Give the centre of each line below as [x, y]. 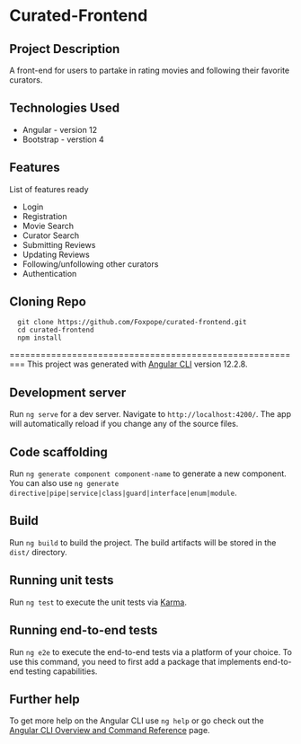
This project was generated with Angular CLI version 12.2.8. [137, 364]
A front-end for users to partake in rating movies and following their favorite [150, 70]
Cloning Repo [48, 302]
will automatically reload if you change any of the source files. [124, 424]
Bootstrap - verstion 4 [63, 139]
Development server [68, 392]
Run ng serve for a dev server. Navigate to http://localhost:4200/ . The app [150, 414]
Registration [44, 216]
